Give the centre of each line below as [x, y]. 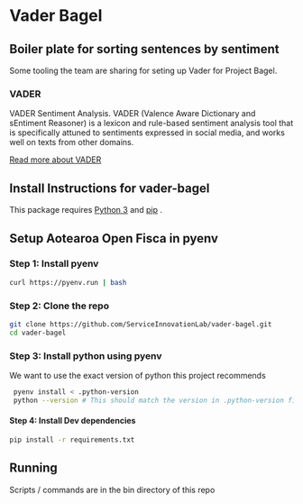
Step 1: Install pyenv [54, 264]
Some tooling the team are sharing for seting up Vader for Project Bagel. [143, 70]
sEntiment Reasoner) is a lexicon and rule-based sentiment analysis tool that [151, 124]
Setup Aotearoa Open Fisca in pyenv [114, 238]
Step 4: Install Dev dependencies [73, 421]
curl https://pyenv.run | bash [68, 282]
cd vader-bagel [38, 333]
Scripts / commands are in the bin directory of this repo [112, 490]
